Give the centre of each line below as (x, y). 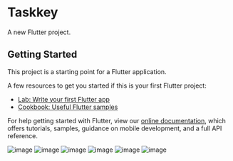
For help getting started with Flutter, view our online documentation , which (117, 120)
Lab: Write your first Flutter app (64, 99)
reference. (22, 135)
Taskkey (33, 12)
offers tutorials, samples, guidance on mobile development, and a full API (115, 128)
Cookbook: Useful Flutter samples (68, 107)
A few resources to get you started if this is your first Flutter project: (107, 85)
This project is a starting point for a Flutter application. (87, 71)
